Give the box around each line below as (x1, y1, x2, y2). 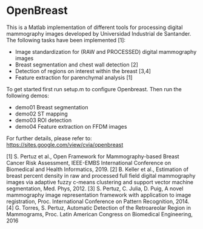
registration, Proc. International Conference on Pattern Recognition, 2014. (6, 198, 190, 205)
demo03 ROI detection (15, 116, 72, 124)
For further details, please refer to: (6, 134, 92, 142)
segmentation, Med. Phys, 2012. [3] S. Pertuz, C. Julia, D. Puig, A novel (6, 185, 184, 192)
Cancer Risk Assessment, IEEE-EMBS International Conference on (6, 159, 171, 166)
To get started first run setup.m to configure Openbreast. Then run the (6, 85, 182, 92)
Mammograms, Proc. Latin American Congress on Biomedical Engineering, (6, 210, 193, 218)
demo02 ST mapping (15, 110, 68, 117)
